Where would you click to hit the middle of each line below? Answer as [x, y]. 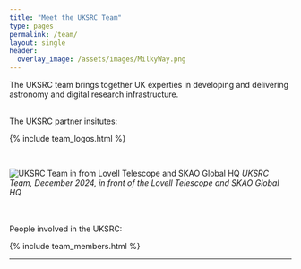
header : [24, 51]
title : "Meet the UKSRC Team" [66, 17]
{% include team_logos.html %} [68, 139]
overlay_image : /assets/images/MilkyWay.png [102, 59]
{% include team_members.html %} [75, 246]
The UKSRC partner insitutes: [64, 121]
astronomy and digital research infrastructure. [94, 94]
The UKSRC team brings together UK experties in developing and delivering [149, 85]
